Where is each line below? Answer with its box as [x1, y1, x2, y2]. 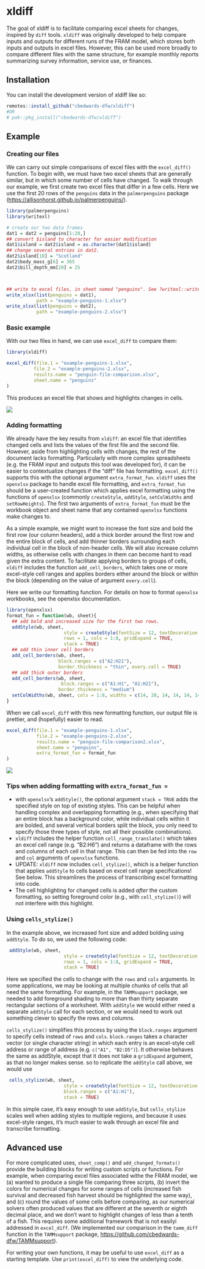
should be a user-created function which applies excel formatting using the [6, 487, 195, 494]
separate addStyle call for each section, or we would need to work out [6, 1008, 183, 1016]
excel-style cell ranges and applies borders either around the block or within [6, 571, 198, 578]
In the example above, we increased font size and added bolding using [6, 929, 184, 936]
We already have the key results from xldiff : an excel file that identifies [6, 435, 187, 442]
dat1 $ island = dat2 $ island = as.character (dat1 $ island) [6, 242, 151, 248]
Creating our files [6, 149, 59, 158]
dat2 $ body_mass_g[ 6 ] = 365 [6, 259, 75, 265]
